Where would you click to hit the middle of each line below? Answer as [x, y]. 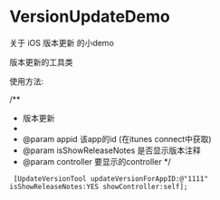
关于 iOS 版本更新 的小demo [62, 43]
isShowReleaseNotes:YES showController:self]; [99, 186]
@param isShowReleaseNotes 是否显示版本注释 [111, 150]
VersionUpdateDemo [90, 17]
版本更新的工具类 [41, 62]
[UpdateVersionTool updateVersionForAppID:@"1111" [110, 178]
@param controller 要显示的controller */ [96, 161]
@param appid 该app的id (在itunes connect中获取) [117, 138]
